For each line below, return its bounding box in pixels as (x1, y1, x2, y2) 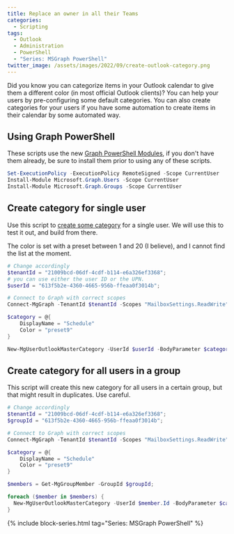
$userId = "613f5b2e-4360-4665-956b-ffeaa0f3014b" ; (7, 282, 160, 289)
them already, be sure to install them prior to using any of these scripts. (7, 157, 212, 165)
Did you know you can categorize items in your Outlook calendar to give (7, 81, 214, 89)
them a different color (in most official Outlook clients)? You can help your (7, 88, 219, 97)
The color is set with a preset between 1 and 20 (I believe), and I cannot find (7, 242, 225, 250)
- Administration (13, 42, 64, 49)
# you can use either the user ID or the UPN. (7, 276, 145, 283)
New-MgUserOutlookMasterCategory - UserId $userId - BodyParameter (7, 345, 201, 352)
